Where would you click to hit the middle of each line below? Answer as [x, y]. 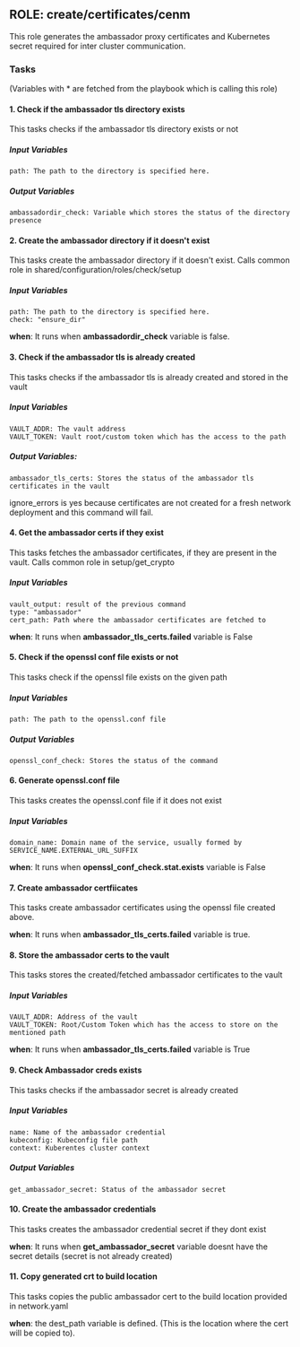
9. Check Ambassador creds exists [76, 1070]
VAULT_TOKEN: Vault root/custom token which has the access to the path [148, 437]
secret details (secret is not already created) [91, 1256]
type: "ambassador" [46, 612]
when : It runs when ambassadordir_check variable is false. [120, 336]
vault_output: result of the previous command [98, 604]
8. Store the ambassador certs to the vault [90, 955]
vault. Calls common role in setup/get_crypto [92, 562]
